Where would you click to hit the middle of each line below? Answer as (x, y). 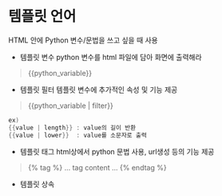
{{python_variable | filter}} (70, 106)
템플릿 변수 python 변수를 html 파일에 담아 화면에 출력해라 (111, 57)
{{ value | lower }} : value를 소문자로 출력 (78, 135)
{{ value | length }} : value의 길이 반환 (72, 128)
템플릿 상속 (37, 184)
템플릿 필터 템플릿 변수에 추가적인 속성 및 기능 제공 (99, 90)
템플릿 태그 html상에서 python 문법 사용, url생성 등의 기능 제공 (117, 151)
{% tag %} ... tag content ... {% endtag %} (97, 167)
